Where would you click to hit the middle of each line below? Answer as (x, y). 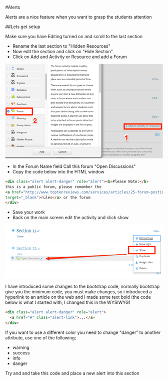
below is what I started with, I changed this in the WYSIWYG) (68, 302)
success (21, 352)
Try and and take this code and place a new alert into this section (72, 373)
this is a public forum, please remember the (53, 187)
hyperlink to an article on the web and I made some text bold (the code (78, 297)
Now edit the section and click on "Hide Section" (63, 51)
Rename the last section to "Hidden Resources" (61, 46)
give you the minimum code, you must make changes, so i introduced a (78, 292)
